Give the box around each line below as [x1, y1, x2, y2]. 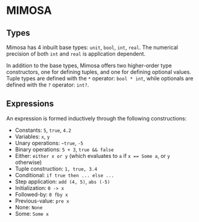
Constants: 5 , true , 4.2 [14, 126, 71, 134]
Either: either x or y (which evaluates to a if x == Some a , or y [14, 152, 171, 159]
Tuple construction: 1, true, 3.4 [14, 165, 98, 172]
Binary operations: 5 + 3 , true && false [14, 146, 114, 153]
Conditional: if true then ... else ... [14, 171, 115, 178]
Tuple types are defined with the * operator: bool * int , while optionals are [6, 75, 194, 82]
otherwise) [14, 158, 42, 166]
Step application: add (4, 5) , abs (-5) [14, 178, 110, 185]
